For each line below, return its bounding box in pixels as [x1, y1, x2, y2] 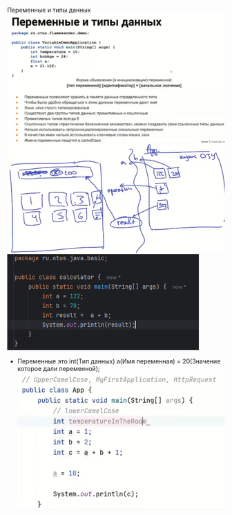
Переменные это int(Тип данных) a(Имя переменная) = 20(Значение [17, 356, 221, 365]
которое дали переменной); [17, 364, 100, 372]
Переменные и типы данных [7, 6, 91, 14]
